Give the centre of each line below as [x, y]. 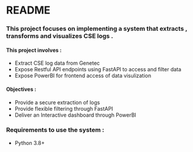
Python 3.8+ [30, 143]
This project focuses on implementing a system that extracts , [97, 29]
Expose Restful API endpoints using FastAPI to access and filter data [98, 70]
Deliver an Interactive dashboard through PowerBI [76, 115]
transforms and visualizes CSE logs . [60, 36]
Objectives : [21, 89]
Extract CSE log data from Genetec [57, 63]
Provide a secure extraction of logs [57, 102]
